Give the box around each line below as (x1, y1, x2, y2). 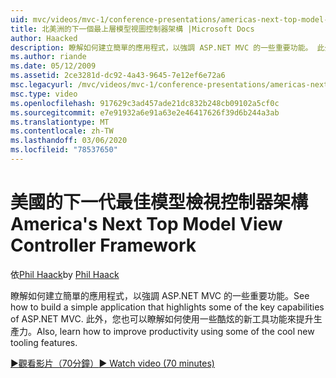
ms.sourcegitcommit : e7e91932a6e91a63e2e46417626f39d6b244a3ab (10, 107, 280, 118)
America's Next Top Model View (10, 213, 283, 236)
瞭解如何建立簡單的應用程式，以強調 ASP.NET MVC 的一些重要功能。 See (10, 289, 310, 301)
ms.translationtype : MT (10, 117, 110, 127)
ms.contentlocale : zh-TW (10, 126, 114, 136)
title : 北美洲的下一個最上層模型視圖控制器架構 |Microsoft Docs (10, 24, 255, 34)
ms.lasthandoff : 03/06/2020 (10, 136, 128, 146)
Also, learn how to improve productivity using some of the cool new (36, 325, 315, 337)
